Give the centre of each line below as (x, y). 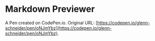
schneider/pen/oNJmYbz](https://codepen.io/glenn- (58, 28)
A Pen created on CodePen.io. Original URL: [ (51, 23)
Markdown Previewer (50, 9)
